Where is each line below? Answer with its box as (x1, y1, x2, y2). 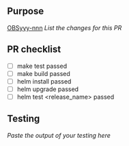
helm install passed (16, 77, 72, 85)
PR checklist (7, 44, 61, 56)
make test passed (16, 62, 67, 70)
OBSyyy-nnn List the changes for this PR (7, 23, 122, 32)
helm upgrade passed (16, 85, 79, 93)
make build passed (16, 69, 70, 77)
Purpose (7, 5, 44, 17)
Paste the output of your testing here (7, 131, 111, 139)
